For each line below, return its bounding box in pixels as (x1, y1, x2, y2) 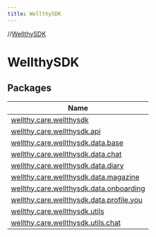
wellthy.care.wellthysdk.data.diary (11, 160, 124, 170)
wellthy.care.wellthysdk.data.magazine (11, 172, 140, 181)
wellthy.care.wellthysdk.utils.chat (11, 217, 121, 227)
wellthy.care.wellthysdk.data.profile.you (11, 195, 143, 205)
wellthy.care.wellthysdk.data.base (11, 138, 124, 148)
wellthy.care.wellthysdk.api (11, 126, 101, 136)
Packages (7, 82, 52, 94)
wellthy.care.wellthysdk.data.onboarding (11, 184, 146, 193)
